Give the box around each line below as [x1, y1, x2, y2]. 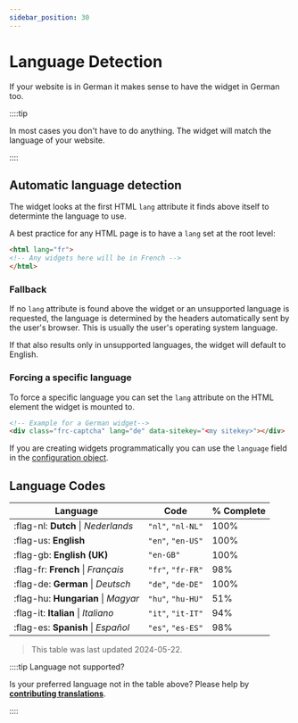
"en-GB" [147, 550, 181, 561]
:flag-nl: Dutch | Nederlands [13, 519, 134, 532]
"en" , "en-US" [147, 535, 203, 547]
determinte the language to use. [9, 211, 127, 221]
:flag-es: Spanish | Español [13, 621, 130, 634]
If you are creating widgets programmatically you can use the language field [9, 443, 287, 453]
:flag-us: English [13, 535, 86, 547]
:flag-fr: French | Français [13, 563, 125, 576]
